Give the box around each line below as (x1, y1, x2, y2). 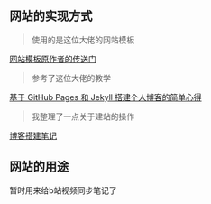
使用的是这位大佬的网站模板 (31, 34, 135, 45)
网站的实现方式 (9, 8, 93, 24)
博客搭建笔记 (9, 130, 57, 141)
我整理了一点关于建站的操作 (31, 111, 135, 122)
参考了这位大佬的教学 (31, 72, 111, 83)
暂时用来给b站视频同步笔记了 (9, 184, 117, 196)
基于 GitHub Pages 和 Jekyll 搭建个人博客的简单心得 (9, 91, 202, 102)
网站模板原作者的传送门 (9, 53, 96, 64)
